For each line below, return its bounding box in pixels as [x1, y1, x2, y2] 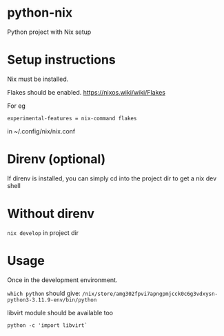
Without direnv [7, 206, 95, 221]
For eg [7, 102, 26, 110]
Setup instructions [7, 52, 116, 68]
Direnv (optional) [7, 151, 106, 167]
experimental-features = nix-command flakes [7, 115, 137, 122]
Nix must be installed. [7, 75, 69, 83]
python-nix [7, 5, 73, 21]
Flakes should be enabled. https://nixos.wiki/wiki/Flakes [7, 88, 165, 96]
